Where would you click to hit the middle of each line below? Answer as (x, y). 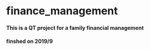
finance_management (62, 11)
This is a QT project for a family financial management (75, 27)
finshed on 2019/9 (29, 41)
